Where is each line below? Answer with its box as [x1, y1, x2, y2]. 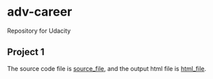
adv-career [7, 4, 73, 20]
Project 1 [7, 46, 45, 58]
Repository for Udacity [7, 27, 71, 35]
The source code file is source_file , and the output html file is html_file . [7, 64, 207, 72]
